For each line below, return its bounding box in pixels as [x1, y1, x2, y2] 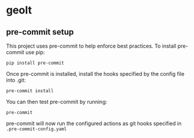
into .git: [6, 77, 26, 83]
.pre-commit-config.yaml [6, 126, 67, 132]
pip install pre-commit [6, 60, 65, 66]
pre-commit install [6, 88, 54, 94]
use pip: [25, 49, 45, 56]
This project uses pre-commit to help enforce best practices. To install [6, 42, 176, 49]
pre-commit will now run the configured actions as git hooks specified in [6, 120, 182, 127]
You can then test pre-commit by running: [6, 98, 108, 105]
